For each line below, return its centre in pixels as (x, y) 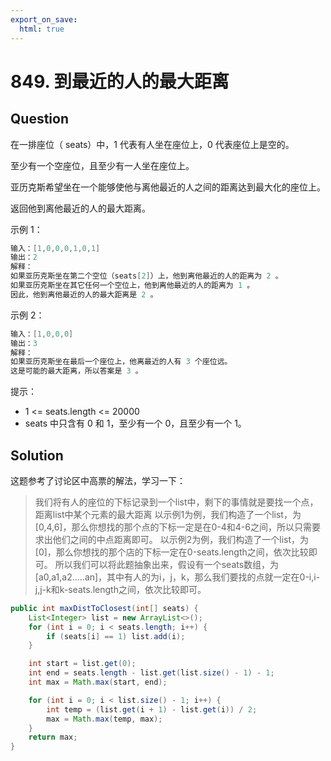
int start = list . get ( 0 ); (82, 664)
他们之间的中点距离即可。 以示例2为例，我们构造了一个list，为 (181, 539)
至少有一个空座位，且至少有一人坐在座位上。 (102, 165)
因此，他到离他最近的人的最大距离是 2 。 (84, 294)
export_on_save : (44, 19)
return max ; (53, 737)
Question (39, 119)
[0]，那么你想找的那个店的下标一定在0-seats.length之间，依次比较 (171, 552)
